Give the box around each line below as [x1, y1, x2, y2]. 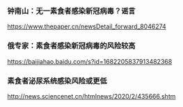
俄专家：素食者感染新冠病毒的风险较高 [7, 41, 136, 51]
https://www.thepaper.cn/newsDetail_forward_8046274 [7, 22, 167, 31]
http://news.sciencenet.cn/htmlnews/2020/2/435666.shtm [7, 92, 176, 100]
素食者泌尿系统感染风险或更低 [7, 76, 108, 85]
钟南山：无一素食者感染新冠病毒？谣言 [7, 6, 136, 15]
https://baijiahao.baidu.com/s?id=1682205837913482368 [7, 57, 173, 65]
